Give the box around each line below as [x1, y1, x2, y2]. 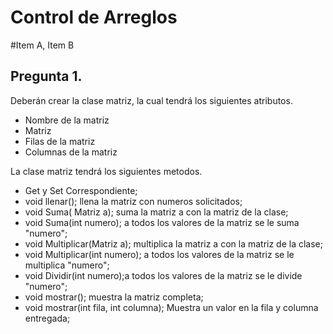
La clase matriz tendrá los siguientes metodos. [10, 165, 203, 177]
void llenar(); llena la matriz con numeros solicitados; [24, 195, 243, 207]
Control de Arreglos [10, 6, 178, 29]
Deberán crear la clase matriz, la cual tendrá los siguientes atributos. [10, 94, 293, 106]
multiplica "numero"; [24, 259, 110, 271]
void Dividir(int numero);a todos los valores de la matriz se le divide [24, 269, 303, 281]
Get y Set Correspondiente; [24, 184, 138, 196]
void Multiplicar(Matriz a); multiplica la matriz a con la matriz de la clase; [24, 237, 323, 250]
